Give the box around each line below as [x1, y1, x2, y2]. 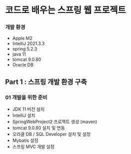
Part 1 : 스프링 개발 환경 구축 [5, 77, 87, 86]
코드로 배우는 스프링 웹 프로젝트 [5, 4, 126, 16]
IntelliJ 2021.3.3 [12, 40, 45, 46]
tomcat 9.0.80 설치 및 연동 [12, 125, 65, 131]
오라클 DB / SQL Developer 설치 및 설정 [12, 131, 91, 137]
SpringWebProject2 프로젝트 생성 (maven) [12, 118, 98, 125]
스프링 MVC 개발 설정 [12, 143, 55, 150]
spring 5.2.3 [12, 46, 37, 52]
